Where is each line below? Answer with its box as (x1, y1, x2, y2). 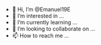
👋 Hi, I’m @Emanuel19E (12, 6, 70, 13)
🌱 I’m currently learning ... (12, 19, 78, 26)
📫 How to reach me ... (12, 32, 69, 39)
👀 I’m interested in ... (12, 12, 64, 19)
